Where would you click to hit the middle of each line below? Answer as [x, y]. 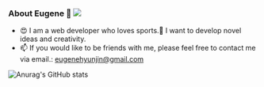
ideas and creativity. [53, 39]
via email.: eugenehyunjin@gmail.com [82, 59]
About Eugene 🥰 [40, 13]
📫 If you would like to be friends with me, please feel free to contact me [138, 48]
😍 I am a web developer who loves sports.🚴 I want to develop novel [130, 31]
